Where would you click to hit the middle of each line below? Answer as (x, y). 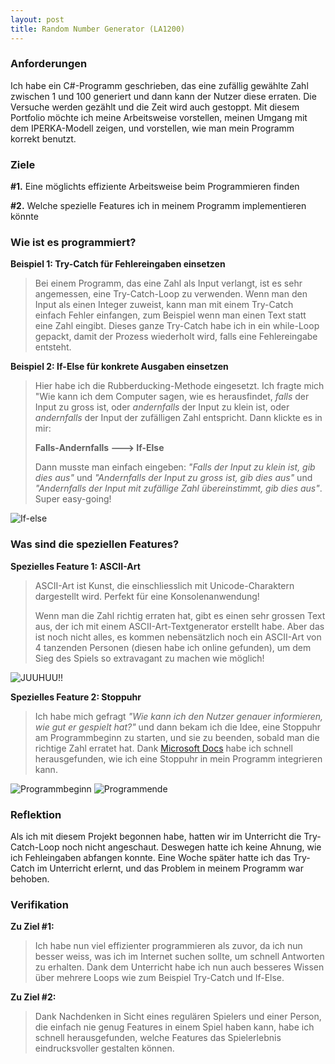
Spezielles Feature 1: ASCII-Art (75, 566)
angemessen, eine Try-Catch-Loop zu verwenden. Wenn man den (171, 294)
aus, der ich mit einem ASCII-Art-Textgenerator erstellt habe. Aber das (179, 626)
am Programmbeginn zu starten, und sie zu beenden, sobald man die (177, 737)
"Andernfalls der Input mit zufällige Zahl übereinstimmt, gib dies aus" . (178, 488)
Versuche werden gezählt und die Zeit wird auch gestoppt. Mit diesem (155, 107)
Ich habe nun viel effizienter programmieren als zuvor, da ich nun (168, 946)
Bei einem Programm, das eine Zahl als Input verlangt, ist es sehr (168, 283)
